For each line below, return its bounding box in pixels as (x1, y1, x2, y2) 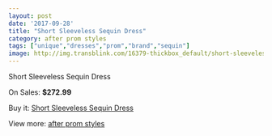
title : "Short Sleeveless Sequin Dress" (8, 27, 147, 35)
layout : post (8, 11, 53, 20)
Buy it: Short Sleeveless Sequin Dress (8, 103, 134, 113)
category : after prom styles (8, 34, 107, 43)
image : (8, 49, 31, 57)
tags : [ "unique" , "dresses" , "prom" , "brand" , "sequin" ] (8, 42, 190, 50)
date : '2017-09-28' (8, 19, 74, 28)
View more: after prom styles (8, 119, 105, 128)
